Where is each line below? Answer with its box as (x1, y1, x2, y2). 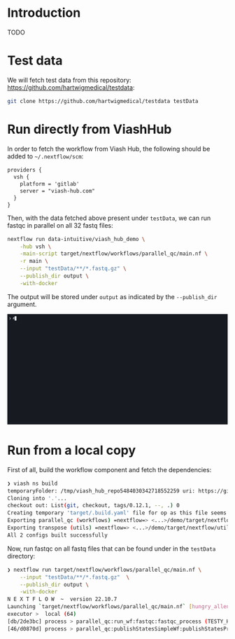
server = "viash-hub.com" (20, 187, 96, 194)
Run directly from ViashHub (7, 121, 172, 137)
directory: (7, 551, 36, 560)
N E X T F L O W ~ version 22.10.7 (7, 596, 117, 603)
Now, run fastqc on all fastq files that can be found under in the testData (7, 544, 216, 553)
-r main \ (20, 258, 49, 265)
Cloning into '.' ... (7, 495, 68, 502)
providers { (7, 166, 42, 173)
